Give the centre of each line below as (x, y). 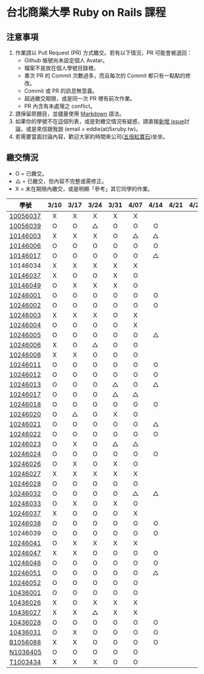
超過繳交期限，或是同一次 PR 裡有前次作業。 (80, 99)
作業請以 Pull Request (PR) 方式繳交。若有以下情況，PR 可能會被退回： (104, 53)
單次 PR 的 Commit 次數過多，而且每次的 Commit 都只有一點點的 (105, 76)
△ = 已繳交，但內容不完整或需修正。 (61, 181)
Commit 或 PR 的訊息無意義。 (61, 91)
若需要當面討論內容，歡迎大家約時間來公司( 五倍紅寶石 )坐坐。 (92, 137)
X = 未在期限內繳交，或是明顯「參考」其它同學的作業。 (84, 188)
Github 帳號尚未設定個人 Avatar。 (66, 60)
